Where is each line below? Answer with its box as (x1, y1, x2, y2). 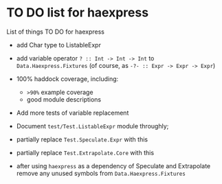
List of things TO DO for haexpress (6, 27, 104, 36)
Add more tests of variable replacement (16, 108, 129, 117)
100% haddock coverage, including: (16, 74, 119, 83)
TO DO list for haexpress (6, 5, 149, 21)
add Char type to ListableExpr (16, 41, 101, 49)
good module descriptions (26, 95, 101, 104)
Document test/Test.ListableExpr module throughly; (16, 122, 169, 130)
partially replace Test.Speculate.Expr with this (16, 135, 148, 143)
